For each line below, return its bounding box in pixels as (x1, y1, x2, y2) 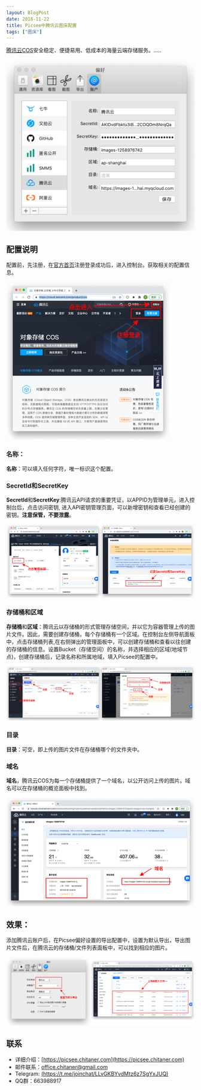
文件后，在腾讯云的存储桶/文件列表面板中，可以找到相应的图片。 (11, 944, 171, 951)
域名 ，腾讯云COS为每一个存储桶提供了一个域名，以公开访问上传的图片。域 (6, 777, 190, 784)
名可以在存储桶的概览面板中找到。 (6, 784, 90, 792)
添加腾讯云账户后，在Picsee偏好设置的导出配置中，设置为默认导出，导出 (6, 937, 185, 944)
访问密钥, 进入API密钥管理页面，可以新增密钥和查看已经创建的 (37, 503, 191, 510)
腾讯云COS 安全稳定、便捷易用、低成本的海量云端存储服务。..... (6, 47, 162, 54)
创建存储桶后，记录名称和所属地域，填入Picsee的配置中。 (19, 653, 162, 660)
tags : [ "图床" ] (6, 29, 42, 35)
